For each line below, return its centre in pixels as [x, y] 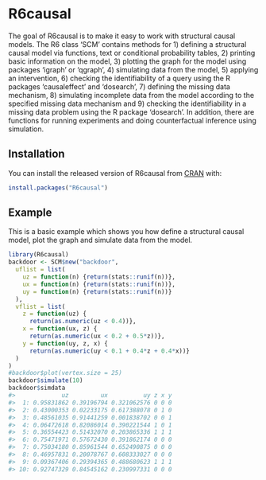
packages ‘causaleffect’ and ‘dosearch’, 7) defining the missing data [119, 86]
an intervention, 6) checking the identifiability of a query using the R [120, 78]
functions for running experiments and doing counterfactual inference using [132, 120]
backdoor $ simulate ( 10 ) [46, 380]
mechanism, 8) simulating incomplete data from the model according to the [131, 95]
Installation [37, 154]
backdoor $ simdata [37, 388]
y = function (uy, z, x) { [66, 343]
